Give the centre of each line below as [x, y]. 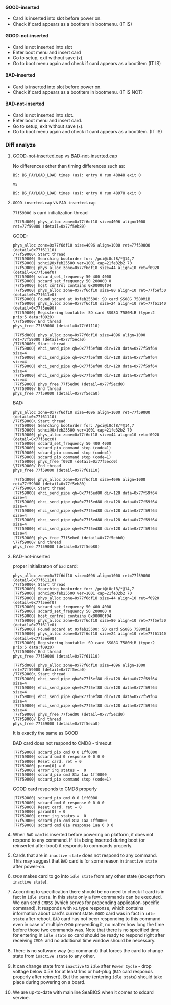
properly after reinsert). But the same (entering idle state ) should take [88, 977]
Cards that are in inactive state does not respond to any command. [85, 855]
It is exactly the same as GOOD [45, 733]
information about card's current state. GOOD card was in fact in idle [83, 914]
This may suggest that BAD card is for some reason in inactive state [85, 861]
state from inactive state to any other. [54, 956]
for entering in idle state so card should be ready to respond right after [89, 935]
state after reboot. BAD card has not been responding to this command [87, 919]
